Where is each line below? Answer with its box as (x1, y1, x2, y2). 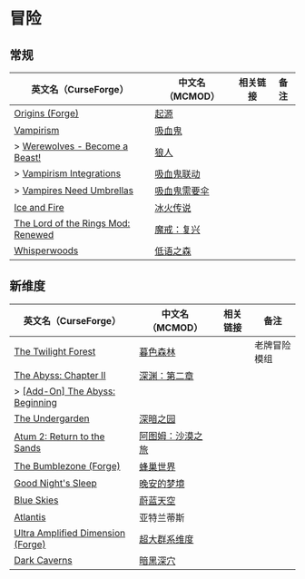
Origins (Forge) (14, 107, 79, 119)
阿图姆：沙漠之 (139, 429, 203, 442)
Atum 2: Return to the (14, 430, 105, 443)
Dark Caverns (14, 554, 73, 566)
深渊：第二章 (139, 369, 194, 382)
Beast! (14, 152, 42, 163)
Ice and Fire (14, 201, 64, 213)
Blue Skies (14, 494, 59, 506)
